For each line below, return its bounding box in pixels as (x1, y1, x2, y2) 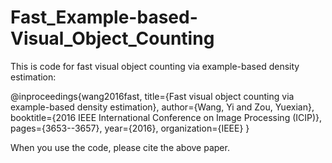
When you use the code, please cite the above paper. (10, 141, 230, 153)
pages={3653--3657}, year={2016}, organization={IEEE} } (10, 122, 250, 134)
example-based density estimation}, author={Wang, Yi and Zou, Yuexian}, (10, 101, 315, 113)
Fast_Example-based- (10, 6, 198, 29)
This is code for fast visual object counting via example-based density (10, 60, 300, 72)
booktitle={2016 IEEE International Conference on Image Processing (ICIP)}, (10, 111, 323, 123)
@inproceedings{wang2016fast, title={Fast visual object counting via (10, 90, 295, 102)
